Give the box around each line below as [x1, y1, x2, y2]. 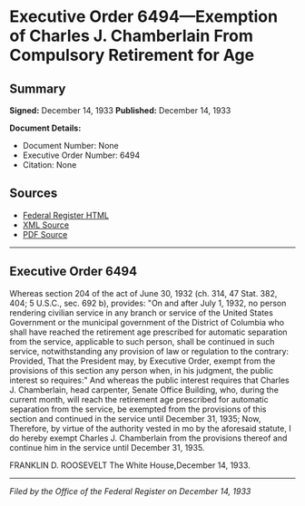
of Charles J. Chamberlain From [9, 25, 254, 46]
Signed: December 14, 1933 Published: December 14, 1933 [9, 105, 231, 115]
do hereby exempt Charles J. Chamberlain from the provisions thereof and [9, 433, 288, 443]
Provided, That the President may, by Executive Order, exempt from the [9, 355, 276, 366]
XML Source [22, 219, 70, 230]
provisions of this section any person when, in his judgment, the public [9, 365, 274, 375]
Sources [9, 186, 58, 201]
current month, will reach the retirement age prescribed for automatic [9, 394, 270, 404]
